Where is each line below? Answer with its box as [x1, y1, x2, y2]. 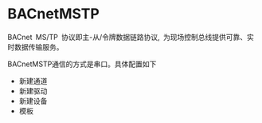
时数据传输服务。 [7, 42, 64, 52]
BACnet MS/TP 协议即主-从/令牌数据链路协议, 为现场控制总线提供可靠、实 [7, 32, 254, 42]
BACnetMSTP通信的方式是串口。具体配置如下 [7, 59, 157, 69]
